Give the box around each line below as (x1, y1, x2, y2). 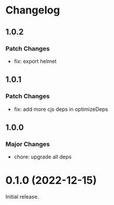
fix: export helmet (13, 57, 57, 64)
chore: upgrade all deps (13, 153, 72, 160)
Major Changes (5, 140, 50, 148)
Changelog (5, 4, 60, 17)
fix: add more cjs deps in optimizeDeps (13, 105, 109, 112)
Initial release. (5, 193, 39, 200)
